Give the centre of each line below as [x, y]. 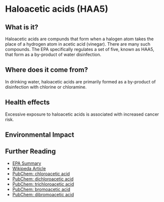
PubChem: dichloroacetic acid [43, 179]
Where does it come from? [47, 70]
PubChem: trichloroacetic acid [43, 184]
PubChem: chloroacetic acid [41, 174]
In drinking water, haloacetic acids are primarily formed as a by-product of [81, 81]
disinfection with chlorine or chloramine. [46, 87]
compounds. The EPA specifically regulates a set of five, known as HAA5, [80, 49]
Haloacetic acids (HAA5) [57, 9]
